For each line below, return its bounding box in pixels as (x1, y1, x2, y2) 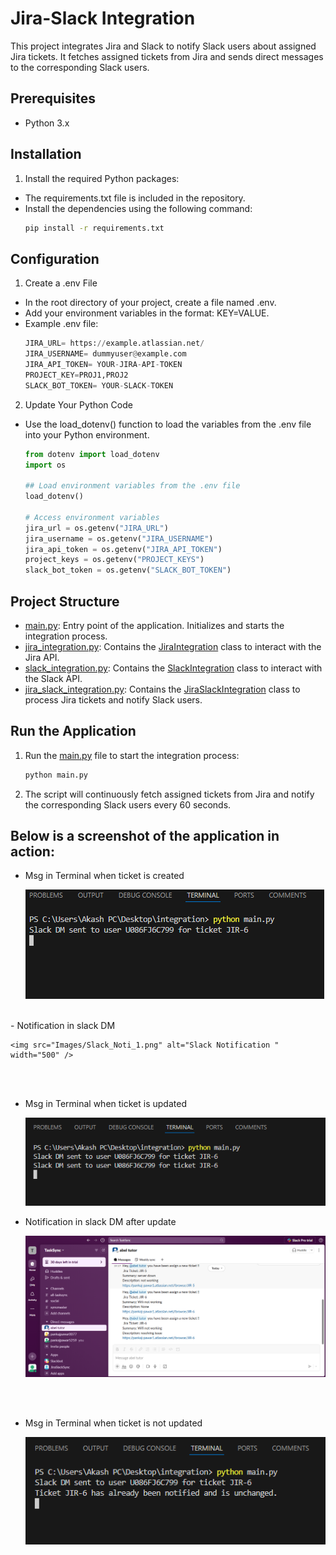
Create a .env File (24, 277, 98, 289)
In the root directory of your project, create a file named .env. (24, 297, 277, 309)
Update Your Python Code (24, 398, 133, 411)
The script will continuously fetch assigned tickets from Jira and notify (24, 788, 315, 800)
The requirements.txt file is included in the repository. (24, 192, 246, 204)
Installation (10, 146, 82, 163)
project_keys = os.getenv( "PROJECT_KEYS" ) (24, 555, 205, 565)
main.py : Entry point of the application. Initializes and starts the (24, 619, 285, 631)
